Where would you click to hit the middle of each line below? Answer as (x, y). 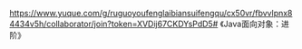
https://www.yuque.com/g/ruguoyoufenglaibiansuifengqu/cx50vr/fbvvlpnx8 (151, 13)
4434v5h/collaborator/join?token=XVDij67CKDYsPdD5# (114, 24)
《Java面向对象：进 (255, 24)
